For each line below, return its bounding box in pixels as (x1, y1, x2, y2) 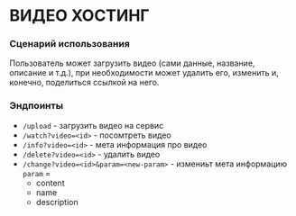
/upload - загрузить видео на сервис (22, 120, 164, 130)
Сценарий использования (9, 38, 131, 50)
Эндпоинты (9, 100, 64, 112)
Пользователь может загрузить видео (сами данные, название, (9, 58, 255, 68)
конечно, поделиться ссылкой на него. (9, 77, 160, 88)
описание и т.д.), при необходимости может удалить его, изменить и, (9, 67, 280, 78)
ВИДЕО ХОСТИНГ (9, 5, 151, 26)
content (35, 177, 65, 188)
